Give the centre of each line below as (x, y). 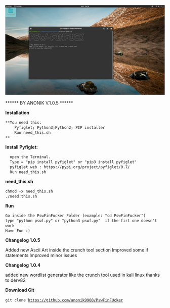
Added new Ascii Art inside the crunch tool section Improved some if (77, 250)
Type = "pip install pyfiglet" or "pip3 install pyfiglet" (73, 162)
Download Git (20, 290)
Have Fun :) (18, 231)
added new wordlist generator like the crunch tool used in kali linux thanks (83, 275)
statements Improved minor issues (41, 255)
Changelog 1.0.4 (23, 265)
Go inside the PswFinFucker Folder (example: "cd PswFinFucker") (75, 216)
